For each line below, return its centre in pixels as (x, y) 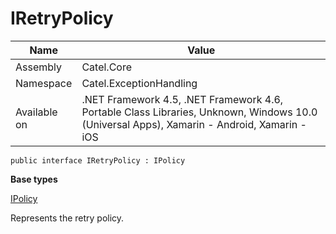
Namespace (44, 83)
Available (36, 112)
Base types (34, 179)
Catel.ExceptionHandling (139, 83)
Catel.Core (106, 67)
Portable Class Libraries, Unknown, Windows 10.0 (199, 112)
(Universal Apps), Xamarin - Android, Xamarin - (194, 124)
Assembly (39, 67)
